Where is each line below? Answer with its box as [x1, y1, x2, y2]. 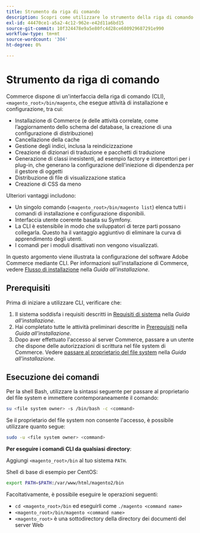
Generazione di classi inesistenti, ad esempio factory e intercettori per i [14, 155, 190, 162]
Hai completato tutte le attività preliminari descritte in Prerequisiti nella [14, 323, 188, 330]
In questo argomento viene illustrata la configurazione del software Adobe [6, 253, 189, 260]
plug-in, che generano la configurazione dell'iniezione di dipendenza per [14, 161, 194, 168]
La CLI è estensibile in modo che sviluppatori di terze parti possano [14, 222, 181, 230]
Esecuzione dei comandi [6, 372, 100, 383]
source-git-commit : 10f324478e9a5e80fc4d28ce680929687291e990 [6, 25, 164, 32]
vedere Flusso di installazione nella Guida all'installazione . [6, 266, 150, 273]
